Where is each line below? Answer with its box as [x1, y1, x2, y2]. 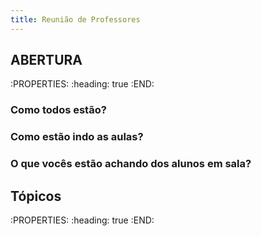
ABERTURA [10, 52, 83, 69]
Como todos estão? [10, 103, 107, 117]
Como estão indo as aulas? [10, 130, 144, 144]
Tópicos [10, 187, 62, 205]
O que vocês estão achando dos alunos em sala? [10, 157, 252, 171]
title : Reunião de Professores [10, 14, 141, 25]
